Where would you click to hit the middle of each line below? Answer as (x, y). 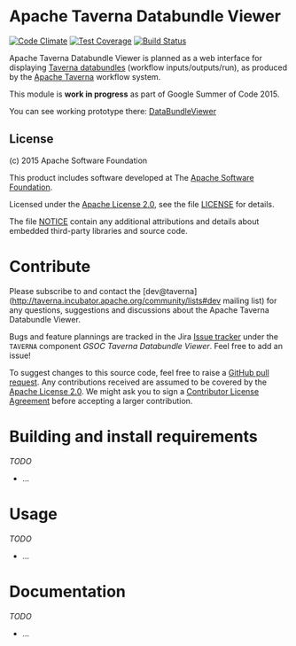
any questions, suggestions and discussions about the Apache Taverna (140, 310)
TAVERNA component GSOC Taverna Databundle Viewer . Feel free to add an (146, 346)
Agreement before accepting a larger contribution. (101, 401)
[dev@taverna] (170, 291)
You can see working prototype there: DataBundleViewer (113, 111)
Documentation (68, 592)
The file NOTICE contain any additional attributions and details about (134, 221)
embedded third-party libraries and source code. (98, 230)
